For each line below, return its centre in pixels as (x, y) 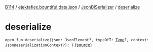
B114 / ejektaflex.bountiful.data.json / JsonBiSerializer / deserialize (73, 7)
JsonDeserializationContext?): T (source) (49, 45)
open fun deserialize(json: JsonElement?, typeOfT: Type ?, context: (77, 40)
